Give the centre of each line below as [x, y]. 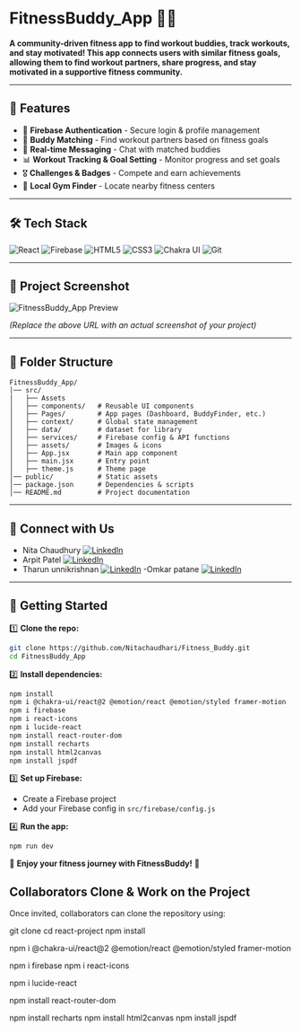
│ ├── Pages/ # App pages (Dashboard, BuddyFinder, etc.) [138, 414]
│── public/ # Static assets [84, 477]
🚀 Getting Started [59, 606]
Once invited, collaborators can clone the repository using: [117, 913]
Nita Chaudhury [52, 550]
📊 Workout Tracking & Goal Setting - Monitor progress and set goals [151, 159]
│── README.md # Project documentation [100, 493]
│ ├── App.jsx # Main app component [94, 454]
